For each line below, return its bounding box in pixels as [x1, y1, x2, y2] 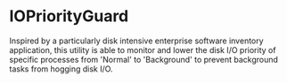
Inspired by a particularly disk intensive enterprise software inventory [9, 35, 265, 46]
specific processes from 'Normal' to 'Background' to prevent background [9, 54, 279, 64]
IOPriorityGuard [9, 6, 129, 26]
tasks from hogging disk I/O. [9, 64, 113, 74]
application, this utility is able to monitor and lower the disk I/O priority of [9, 44, 276, 55]
